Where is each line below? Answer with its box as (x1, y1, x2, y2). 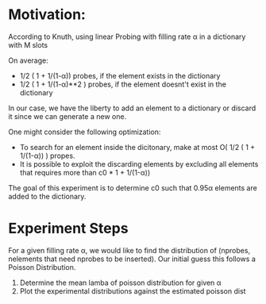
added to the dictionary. (8, 191, 87, 201)
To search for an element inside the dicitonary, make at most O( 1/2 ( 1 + (19, 142, 256, 152)
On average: (8, 56, 49, 65)
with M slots (8, 40, 48, 49)
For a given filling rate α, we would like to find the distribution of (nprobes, (8, 245, 251, 255)
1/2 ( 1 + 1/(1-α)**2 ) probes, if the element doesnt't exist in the (19, 79, 226, 89)
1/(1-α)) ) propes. (19, 151, 75, 160)
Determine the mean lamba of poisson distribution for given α (19, 278, 222, 287)
